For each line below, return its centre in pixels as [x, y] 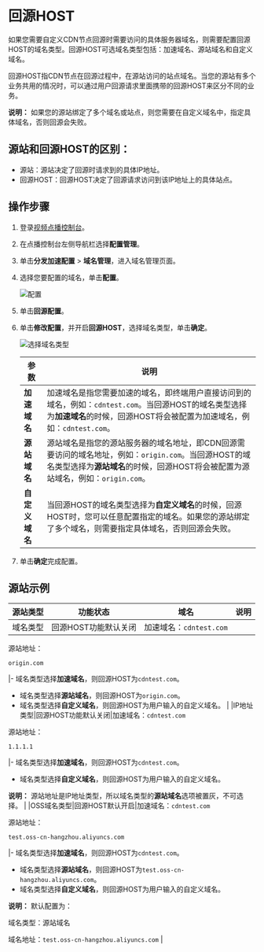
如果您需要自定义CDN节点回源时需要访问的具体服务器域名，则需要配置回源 [129, 39]
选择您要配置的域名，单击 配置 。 [71, 277]
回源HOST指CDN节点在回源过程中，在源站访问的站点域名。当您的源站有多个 [132, 76]
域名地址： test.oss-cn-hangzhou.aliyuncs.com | [86, 939]
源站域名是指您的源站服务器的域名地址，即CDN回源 [142, 443]
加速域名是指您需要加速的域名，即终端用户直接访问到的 [149, 393]
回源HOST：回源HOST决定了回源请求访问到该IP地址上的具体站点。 [128, 179]
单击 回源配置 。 [44, 311]
